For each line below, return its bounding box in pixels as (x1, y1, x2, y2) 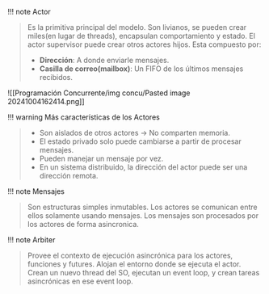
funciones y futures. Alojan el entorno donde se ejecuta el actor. (27, 259, 242, 269)
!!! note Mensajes (7, 187, 65, 196)
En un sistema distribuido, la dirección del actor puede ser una (39, 162, 248, 172)
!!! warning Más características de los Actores (7, 112, 161, 122)
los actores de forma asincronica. (27, 220, 139, 229)
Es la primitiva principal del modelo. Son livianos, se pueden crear (27, 23, 247, 31)
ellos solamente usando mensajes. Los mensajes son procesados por (27, 211, 259, 220)
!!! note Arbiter (7, 235, 56, 245)
